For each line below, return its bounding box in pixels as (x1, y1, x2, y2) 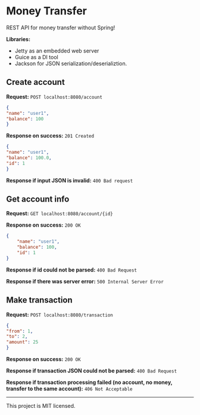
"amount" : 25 (6, 339, 39, 345)
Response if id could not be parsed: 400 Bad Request (6, 266, 137, 273)
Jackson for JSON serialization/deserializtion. (14, 60, 127, 67)
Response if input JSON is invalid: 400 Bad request (6, 176, 133, 184)
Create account (6, 77, 65, 87)
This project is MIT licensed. (6, 402, 76, 409)
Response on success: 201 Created (6, 132, 94, 139)
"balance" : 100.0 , (6, 155, 52, 161)
